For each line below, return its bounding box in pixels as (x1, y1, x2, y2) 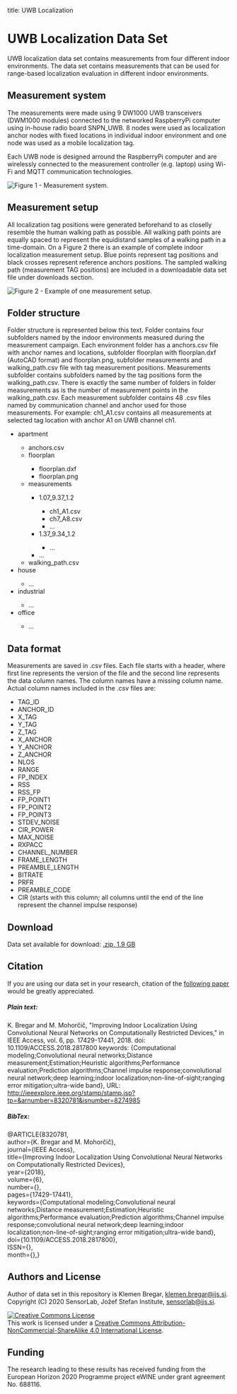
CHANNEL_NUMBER (17, 848, 78, 857)
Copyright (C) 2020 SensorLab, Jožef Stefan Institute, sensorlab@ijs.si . (7, 1297, 216, 1306)
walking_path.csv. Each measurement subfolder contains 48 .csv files (7, 393, 211, 402)
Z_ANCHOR (17, 750, 52, 759)
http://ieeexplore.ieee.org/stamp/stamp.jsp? (7, 1088, 136, 1097)
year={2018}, (7, 1168, 46, 1176)
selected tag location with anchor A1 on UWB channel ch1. (7, 416, 177, 425)
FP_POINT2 (17, 803, 52, 812)
